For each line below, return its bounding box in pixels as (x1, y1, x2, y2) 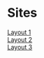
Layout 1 (7, 28, 31, 36)
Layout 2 (7, 35, 33, 43)
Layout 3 (7, 43, 33, 51)
